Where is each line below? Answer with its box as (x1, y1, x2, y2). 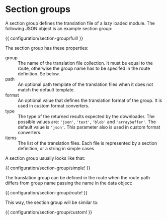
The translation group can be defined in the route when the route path (5, 174, 150, 180)
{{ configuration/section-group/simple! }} (5, 165, 91, 171)
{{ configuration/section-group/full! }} (5, 35, 83, 41)
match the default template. (18, 86, 75, 92)
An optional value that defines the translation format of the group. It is (18, 97, 162, 103)
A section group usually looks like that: (5, 155, 86, 161)
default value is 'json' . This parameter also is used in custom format (18, 124, 160, 130)
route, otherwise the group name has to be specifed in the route (18, 65, 150, 71)
